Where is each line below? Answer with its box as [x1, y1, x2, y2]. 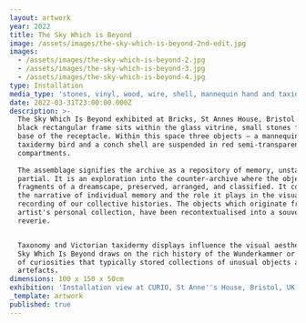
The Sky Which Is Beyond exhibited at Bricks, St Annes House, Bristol [17, 115, 296, 124]
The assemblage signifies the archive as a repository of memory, [17, 166, 275, 175]
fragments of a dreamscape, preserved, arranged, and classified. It [17, 183, 287, 192]
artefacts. [17, 266, 59, 276]
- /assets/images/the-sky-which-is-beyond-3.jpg [17, 65, 206, 74]
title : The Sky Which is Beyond [9, 30, 132, 39]
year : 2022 [9, 22, 51, 31]
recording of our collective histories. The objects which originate [17, 199, 287, 209]
